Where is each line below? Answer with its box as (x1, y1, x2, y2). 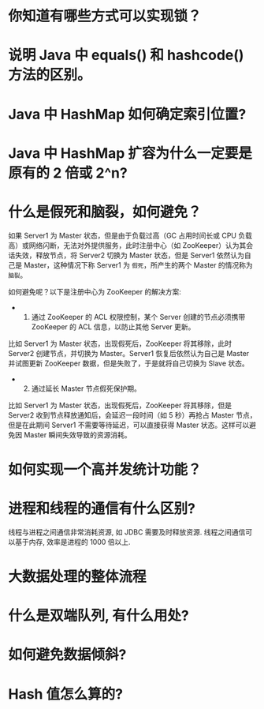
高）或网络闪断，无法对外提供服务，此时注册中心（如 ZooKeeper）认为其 (8, 240, 247, 249)
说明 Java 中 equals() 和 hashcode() (8, 47, 244, 64)
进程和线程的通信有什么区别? (8, 500, 195, 518)
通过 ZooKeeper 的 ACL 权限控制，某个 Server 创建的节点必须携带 (31, 312, 246, 321)
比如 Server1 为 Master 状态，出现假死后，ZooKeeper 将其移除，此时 (8, 339, 232, 348)
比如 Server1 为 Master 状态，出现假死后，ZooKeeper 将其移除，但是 (8, 400, 232, 410)
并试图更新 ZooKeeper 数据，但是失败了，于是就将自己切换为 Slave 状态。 (8, 358, 250, 368)
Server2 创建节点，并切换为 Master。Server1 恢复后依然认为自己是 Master (8, 348, 250, 358)
